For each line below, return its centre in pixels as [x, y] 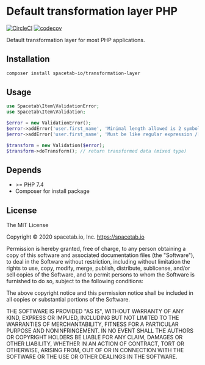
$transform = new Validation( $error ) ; [56, 145]
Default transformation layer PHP [92, 11]
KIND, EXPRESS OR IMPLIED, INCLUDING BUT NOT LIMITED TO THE [93, 318]
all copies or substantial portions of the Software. [68, 300]
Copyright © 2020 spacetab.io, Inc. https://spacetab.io [75, 237]
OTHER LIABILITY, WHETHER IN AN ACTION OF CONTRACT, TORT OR [95, 344]
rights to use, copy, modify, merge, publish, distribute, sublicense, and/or [98, 268]
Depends [24, 170]
